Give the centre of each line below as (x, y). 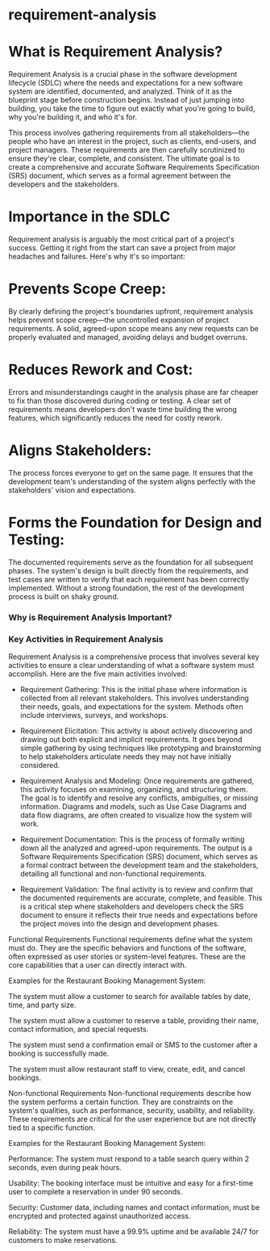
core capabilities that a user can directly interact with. (98, 965)
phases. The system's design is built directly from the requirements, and (129, 570)
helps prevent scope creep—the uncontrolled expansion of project (119, 320)
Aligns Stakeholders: (80, 451)
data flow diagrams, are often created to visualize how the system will (136, 815)
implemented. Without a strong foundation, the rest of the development (127, 588)
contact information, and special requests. (79, 1029)
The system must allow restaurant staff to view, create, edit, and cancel (127, 1069)
